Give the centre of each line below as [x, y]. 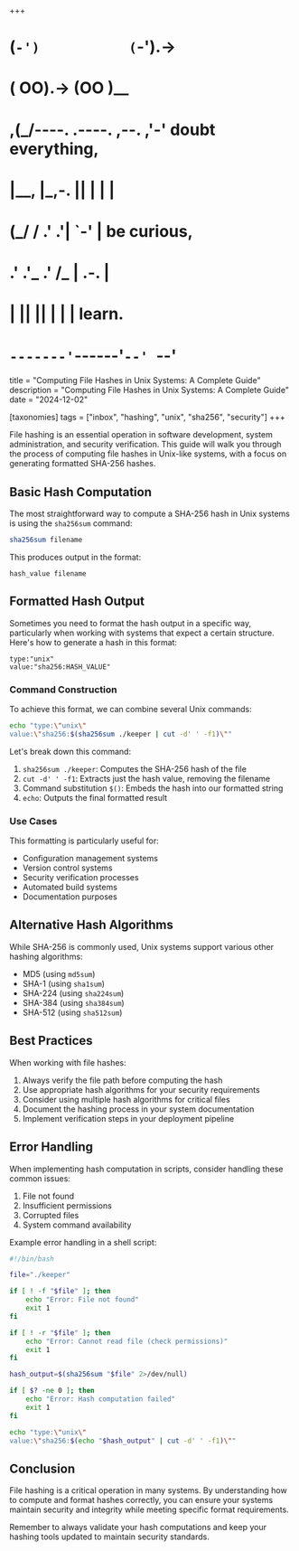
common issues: [40, 1178]
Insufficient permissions [67, 1205]
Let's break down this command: [70, 751]
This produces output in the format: [75, 557]
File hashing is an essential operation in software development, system [141, 435]
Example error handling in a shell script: [83, 1242]
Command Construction [63, 690]
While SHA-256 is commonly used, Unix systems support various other [141, 946]
